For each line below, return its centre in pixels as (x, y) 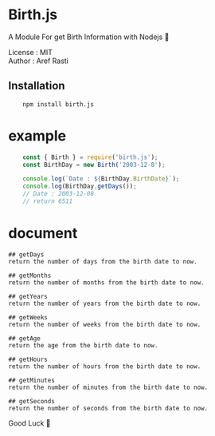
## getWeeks (28, 317)
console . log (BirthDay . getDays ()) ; (80, 186)
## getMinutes (32, 380)
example (37, 135)
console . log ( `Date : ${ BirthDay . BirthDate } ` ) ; (101, 179)
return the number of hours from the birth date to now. (105, 366)
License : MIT (31, 52)
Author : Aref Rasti (39, 61)
